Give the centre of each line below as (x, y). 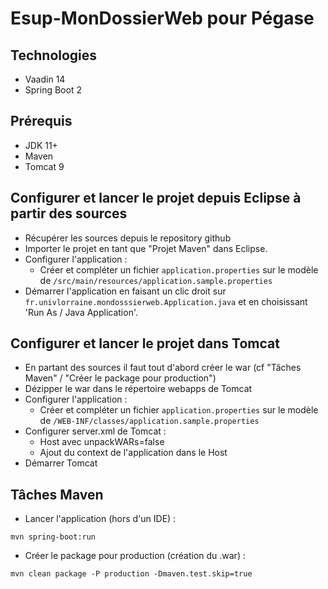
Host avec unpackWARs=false (102, 442)
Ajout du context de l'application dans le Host (133, 453)
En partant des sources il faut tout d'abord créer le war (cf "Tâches (163, 368)
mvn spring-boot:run (53, 537)
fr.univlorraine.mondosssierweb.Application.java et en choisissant (166, 301)
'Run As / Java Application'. (81, 312)
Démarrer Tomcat (61, 463)
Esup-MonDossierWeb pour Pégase (162, 18)
